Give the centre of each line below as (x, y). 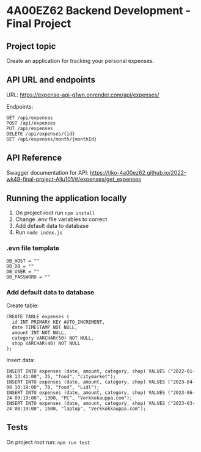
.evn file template (33, 248)
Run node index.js (39, 232)
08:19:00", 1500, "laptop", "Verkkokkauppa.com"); (80, 409)
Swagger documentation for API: (47, 172)
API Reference (34, 158)
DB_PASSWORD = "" (28, 277)
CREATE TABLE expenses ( (38, 317)
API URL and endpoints (51, 80)
